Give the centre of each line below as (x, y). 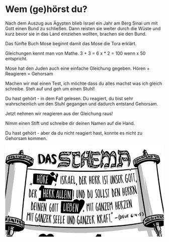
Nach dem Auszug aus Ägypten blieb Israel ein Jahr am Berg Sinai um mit (81, 23)
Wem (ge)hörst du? (46, 9)
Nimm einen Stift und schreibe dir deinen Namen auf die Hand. (70, 123)
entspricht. (16, 58)
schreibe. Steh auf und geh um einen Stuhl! (50, 88)
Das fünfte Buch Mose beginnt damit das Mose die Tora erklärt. (71, 43)
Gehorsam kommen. (26, 138)
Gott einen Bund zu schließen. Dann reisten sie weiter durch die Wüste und (83, 28)
